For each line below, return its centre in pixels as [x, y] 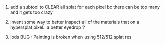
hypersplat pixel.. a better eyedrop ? [47, 27]
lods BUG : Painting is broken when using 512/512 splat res [71, 37]
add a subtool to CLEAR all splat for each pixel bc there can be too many [85, 7]
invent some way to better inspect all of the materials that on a [74, 22]
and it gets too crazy [31, 12]
